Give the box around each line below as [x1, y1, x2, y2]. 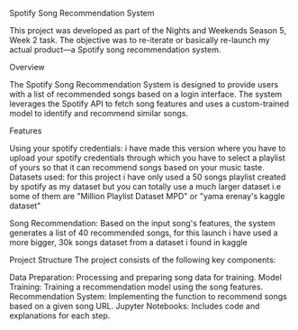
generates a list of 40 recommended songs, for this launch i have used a [9, 227, 278, 238]
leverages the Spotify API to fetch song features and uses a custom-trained [9, 98, 290, 109]
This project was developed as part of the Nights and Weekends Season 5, [9, 25, 286, 35]
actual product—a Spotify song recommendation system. [9, 44, 221, 55]
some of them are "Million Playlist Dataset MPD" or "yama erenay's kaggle [9, 191, 285, 201]
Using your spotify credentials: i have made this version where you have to [9, 143, 286, 153]
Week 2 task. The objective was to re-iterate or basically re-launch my [9, 35, 270, 45]
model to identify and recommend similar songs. [9, 108, 189, 118]
